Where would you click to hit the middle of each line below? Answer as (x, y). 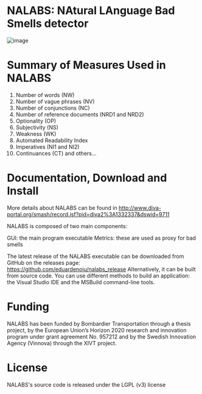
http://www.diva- (140, 207)
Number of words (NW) (45, 95)
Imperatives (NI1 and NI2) (47, 146)
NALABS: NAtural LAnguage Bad (91, 11)
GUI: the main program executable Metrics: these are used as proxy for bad (102, 238)
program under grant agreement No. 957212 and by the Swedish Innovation (102, 337)
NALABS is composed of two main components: (67, 226)
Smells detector (48, 23)
